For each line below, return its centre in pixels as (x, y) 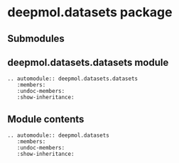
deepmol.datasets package (90, 12)
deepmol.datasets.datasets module (88, 62)
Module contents (46, 119)
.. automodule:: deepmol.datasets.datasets (73, 79)
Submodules (36, 39)
